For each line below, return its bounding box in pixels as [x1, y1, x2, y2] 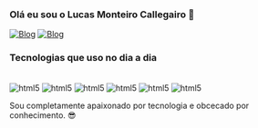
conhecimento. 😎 [9, 110, 77, 121]
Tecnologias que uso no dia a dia [9, 52, 158, 64]
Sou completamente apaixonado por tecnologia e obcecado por [9, 100, 250, 112]
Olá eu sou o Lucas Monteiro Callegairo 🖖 [9, 8, 195, 21]
